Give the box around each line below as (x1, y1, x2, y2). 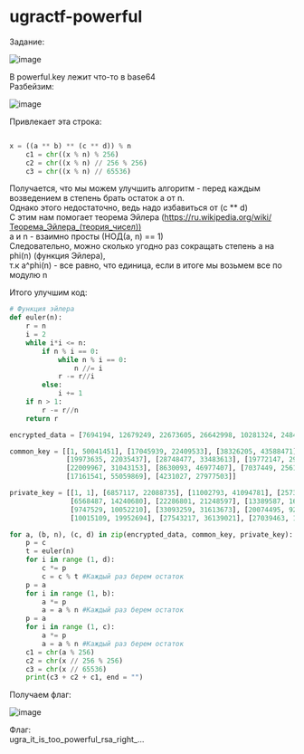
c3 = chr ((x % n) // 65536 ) (25, 167, 131, 176)
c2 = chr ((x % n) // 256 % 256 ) (25, 158, 147, 167)
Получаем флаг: (9, 690, 72, 701)
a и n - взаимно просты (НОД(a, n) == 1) (9, 231, 165, 242)
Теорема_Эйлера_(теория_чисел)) (9, 222, 142, 233)
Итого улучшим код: (9, 287, 88, 298)
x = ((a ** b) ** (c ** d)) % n (9, 141, 131, 150)
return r (25, 414, 59, 423)
